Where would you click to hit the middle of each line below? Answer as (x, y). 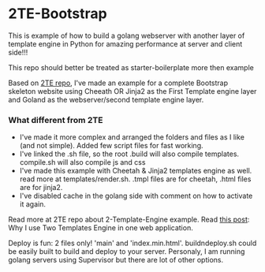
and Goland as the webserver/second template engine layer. (106, 99)
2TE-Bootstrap (58, 14)
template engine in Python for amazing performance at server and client (125, 43)
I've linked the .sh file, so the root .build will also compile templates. (129, 154)
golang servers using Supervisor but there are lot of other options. (116, 260)
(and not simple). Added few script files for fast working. (111, 146)
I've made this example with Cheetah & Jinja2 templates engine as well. (136, 171)
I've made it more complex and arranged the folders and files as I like (132, 137)
